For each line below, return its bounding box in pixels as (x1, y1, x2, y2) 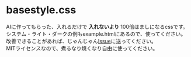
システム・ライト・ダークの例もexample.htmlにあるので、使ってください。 (6, 30, 186, 37)
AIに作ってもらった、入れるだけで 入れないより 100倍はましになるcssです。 (6, 23, 189, 30)
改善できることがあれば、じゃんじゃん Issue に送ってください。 (6, 37, 157, 44)
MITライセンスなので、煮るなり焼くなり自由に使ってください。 (6, 44, 158, 52)
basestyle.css (6, 3, 77, 17)
